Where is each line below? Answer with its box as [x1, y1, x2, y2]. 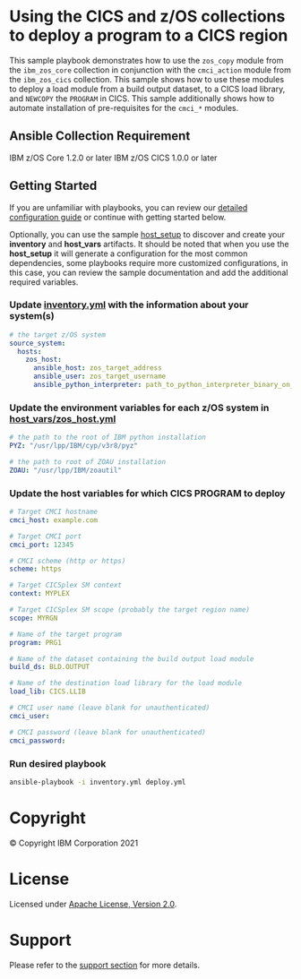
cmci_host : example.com [9, 515, 99, 525]
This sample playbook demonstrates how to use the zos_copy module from [9, 55, 284, 65]
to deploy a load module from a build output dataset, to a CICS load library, [9, 83, 286, 94]
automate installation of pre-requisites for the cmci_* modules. [9, 102, 239, 113]
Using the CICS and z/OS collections [9, 6, 286, 27]
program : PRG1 [9, 638, 63, 647]
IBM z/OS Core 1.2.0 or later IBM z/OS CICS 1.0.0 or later [9, 152, 218, 163]
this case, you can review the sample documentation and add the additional [9, 267, 288, 278]
